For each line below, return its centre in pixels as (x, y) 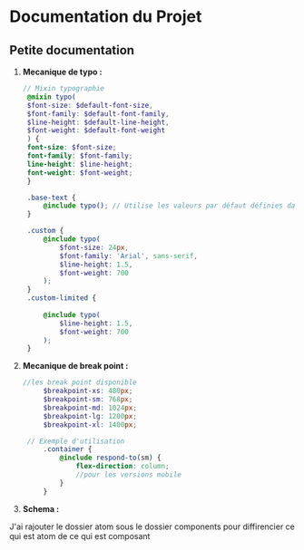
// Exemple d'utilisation (76, 441)
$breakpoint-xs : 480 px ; (88, 391)
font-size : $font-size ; (72, 148)
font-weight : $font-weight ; (80, 173)
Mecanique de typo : (62, 72)
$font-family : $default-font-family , (98, 114)
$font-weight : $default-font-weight (96, 130)
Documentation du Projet (106, 17)
